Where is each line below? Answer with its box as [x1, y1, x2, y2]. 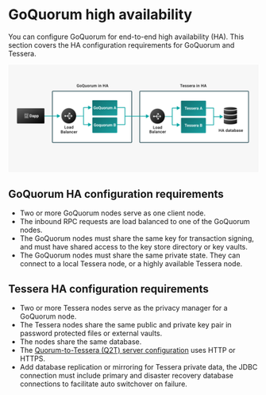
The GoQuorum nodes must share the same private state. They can [19, 250, 241, 260]
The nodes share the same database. [19, 337, 142, 347]
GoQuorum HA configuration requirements [8, 187, 224, 200]
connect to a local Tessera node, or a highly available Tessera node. [19, 259, 243, 269]
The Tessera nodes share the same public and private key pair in [19, 320, 232, 330]
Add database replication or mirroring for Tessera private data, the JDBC [19, 362, 258, 372]
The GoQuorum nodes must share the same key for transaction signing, [19, 234, 254, 243]
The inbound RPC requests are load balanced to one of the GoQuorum [19, 217, 250, 227]
